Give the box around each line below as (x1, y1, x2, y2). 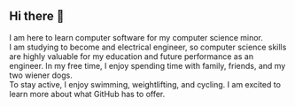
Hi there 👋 (9, 9, 65, 24)
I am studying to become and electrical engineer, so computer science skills (9, 42, 287, 52)
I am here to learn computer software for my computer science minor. (9, 32, 264, 42)
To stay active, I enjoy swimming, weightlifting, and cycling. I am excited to (9, 79, 282, 89)
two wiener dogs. (9, 70, 73, 80)
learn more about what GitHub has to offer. (9, 88, 166, 99)
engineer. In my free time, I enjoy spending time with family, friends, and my (9, 60, 286, 71)
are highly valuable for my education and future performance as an (9, 50, 254, 62)
